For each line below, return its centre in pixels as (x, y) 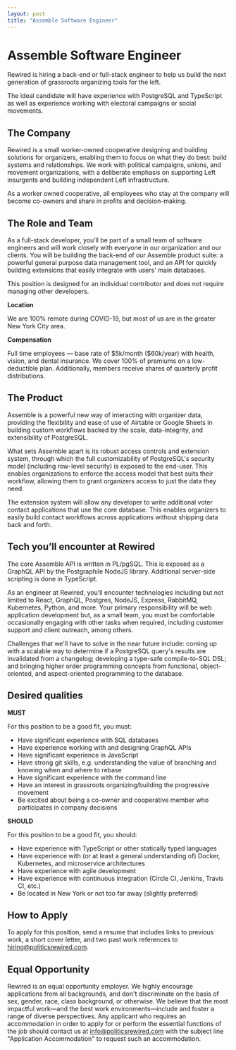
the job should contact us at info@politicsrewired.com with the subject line (116, 1031)
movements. (25, 111)
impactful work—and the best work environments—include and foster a (111, 1009)
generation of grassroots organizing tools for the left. (84, 82)
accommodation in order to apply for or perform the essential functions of (114, 1024)
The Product (35, 398)
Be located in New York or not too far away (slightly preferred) (108, 893)
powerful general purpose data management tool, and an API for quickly (112, 263)
